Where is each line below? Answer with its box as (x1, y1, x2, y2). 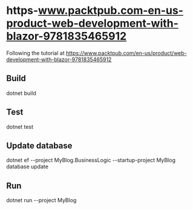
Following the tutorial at (6, 49, 65, 56)
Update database (6, 140, 73, 151)
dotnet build (6, 89, 36, 97)
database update (6, 163, 48, 170)
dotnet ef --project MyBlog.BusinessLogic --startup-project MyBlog (6, 157, 175, 164)
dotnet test (6, 123, 34, 130)
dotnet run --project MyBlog (6, 197, 77, 204)
